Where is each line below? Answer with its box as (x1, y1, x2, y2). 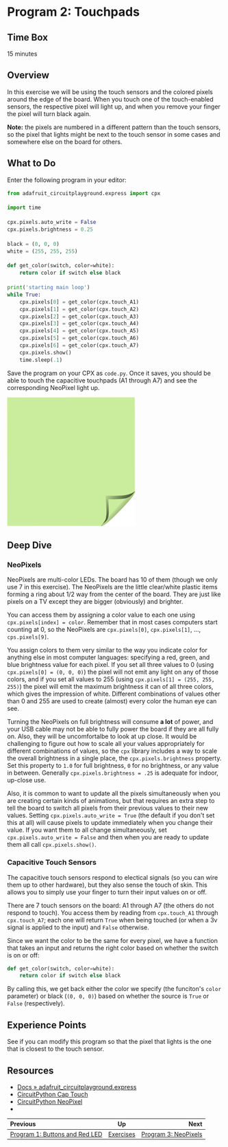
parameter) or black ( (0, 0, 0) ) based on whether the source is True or (7, 992, 210, 1000)
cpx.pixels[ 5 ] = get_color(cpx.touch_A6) (19, 334, 139, 342)
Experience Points (7, 1019, 87, 1031)
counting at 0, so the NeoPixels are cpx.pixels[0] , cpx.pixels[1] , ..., (7, 626, 201, 634)
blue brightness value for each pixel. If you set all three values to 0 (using (7, 661, 214, 669)
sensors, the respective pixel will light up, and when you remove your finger (7, 102, 221, 111)
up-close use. (7, 776, 47, 784)
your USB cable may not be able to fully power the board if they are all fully (7, 725, 219, 734)
